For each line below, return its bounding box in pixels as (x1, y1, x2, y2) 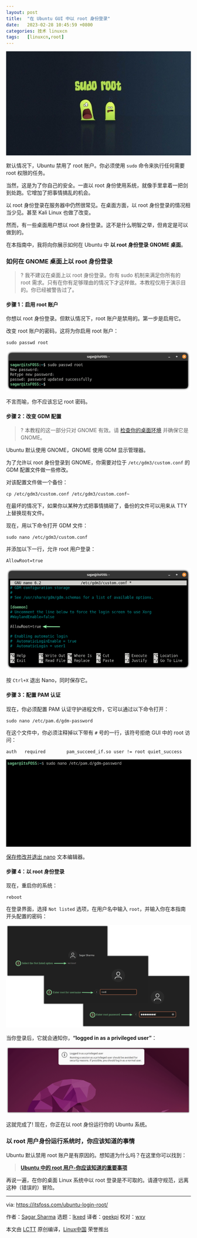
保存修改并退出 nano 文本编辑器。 (6, 853, 88, 860)
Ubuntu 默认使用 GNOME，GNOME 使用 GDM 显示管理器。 (6, 446, 149, 454)
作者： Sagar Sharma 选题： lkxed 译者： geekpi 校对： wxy (6, 1213, 145, 1220)
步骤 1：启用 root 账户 (6, 301, 59, 308)
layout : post (6, 9, 38, 15)
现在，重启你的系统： (6, 882, 57, 889)
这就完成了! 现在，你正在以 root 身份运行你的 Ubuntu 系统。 (6, 1121, 151, 1128)
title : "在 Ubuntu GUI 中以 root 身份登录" (6, 15, 110, 22)
